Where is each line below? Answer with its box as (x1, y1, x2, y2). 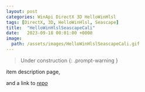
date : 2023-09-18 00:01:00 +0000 (6, 30, 93, 36)
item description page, (6, 68, 60, 75)
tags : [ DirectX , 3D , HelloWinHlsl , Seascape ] (6, 19, 119, 25)
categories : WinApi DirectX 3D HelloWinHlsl (6, 14, 116, 20)
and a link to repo (6, 79, 48, 86)
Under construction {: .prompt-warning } (20, 56, 118, 64)
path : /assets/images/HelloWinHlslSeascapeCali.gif (11, 41, 140, 47)
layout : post (6, 8, 38, 15)
